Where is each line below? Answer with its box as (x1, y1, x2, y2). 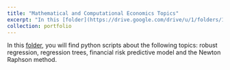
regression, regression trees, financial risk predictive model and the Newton (7, 48, 221, 56)
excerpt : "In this (7, 16, 60, 23)
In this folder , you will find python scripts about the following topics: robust (7, 41, 218, 50)
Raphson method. (7, 56, 57, 64)
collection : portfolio (7, 22, 72, 29)
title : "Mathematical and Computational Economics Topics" (7, 10, 179, 17)
